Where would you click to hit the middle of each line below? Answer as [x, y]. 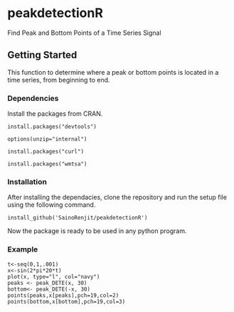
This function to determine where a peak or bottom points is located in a [113, 72]
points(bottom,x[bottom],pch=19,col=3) [67, 301]
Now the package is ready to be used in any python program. [97, 231]
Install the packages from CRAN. [55, 114]
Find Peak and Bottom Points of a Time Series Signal [84, 33]
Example [23, 249]
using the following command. [52, 205]
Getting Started [42, 55]
